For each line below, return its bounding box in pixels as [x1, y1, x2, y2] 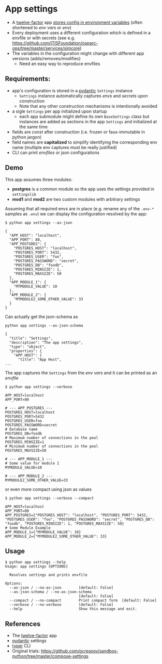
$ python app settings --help [5, 560, 66, 565]
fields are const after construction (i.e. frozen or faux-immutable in [12, 129, 145, 134]
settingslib [12, 192, 36, 197]
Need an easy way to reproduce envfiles [19, 61, 101, 66]
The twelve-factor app [12, 632, 57, 639]
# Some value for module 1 [5, 461, 59, 465]
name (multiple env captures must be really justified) [12, 144, 117, 150]
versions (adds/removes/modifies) [12, 55, 81, 61]
